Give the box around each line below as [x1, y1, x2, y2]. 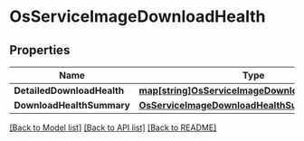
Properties [9, 42, 71, 58]
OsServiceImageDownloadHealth [9, 6, 266, 27]
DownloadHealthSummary [14, 99, 131, 111]
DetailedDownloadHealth [14, 84, 125, 97]
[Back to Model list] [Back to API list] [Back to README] [9, 122, 217, 133]
